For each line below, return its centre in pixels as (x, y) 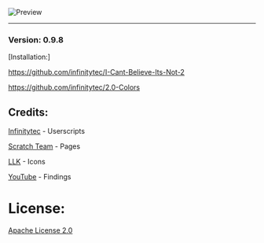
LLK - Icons (27, 162)
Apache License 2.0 (40, 230)
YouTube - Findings (40, 177)
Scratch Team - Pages (44, 146)
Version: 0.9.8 (36, 39)
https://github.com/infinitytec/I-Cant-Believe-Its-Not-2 (96, 72)
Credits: (28, 112)
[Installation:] (29, 57)
